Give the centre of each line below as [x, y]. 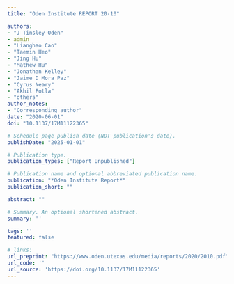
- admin [18, 39]
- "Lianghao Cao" [32, 46]
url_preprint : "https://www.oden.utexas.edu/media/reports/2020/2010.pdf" [118, 257]
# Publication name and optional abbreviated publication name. [102, 174]
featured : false [31, 237]
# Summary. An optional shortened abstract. [73, 212]
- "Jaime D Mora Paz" [39, 78]
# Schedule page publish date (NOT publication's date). [92, 136]
